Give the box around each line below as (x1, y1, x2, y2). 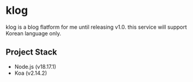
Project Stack (5, 47, 58, 57)
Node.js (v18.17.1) (14, 63, 57, 70)
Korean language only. (5, 29, 62, 37)
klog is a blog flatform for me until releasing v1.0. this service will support (5, 23, 188, 31)
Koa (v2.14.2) (14, 69, 48, 77)
